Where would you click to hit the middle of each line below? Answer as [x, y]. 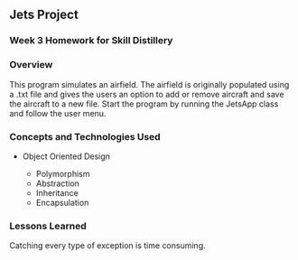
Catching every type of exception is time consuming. [107, 246]
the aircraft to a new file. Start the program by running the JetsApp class [144, 104]
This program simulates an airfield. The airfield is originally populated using [149, 84]
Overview [31, 65]
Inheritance [57, 192]
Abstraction [57, 183]
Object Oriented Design [66, 156]
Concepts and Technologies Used [85, 136]
